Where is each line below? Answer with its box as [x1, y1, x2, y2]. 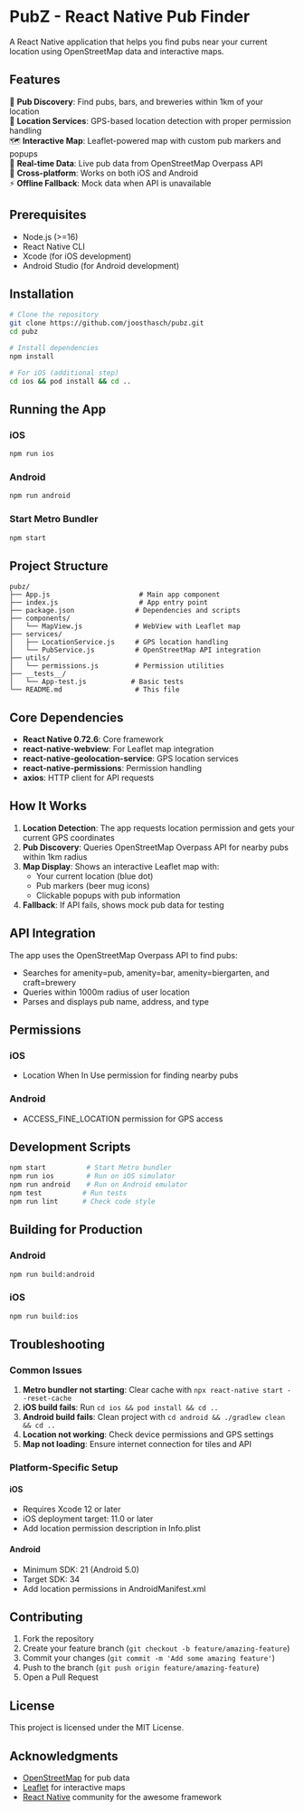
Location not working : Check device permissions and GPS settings [22, 1429, 274, 1440]
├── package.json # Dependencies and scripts [9, 606, 242, 615]
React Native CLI [22, 241, 86, 252]
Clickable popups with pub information [35, 890, 181, 901]
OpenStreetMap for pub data [22, 1772, 130, 1784]
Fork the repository [22, 1634, 95, 1644]
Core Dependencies [9, 710, 124, 725]
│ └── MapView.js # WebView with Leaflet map [9, 622, 242, 631]
